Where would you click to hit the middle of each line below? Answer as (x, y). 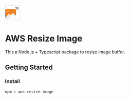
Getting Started (29, 67)
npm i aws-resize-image (29, 92)
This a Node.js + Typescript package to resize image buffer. (65, 52)
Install (13, 81)
